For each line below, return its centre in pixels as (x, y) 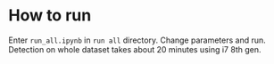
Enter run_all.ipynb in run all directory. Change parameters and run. (137, 40)
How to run (50, 16)
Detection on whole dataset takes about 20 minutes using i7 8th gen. (135, 49)
